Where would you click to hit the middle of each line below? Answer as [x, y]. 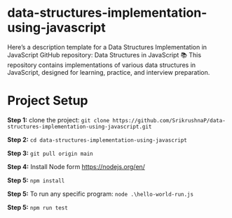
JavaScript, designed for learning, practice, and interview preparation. [109, 72]
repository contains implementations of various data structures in [102, 65]
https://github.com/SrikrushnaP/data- [169, 120]
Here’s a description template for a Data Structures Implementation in [107, 47]
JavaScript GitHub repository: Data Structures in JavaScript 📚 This [104, 54]
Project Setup [48, 101]
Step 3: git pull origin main [50, 153]
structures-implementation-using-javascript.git [80, 126]
